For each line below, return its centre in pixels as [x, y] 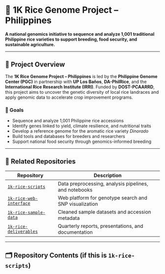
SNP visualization [78, 204]
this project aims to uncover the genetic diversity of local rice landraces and [82, 92]
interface [19, 203]
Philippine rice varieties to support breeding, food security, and [71, 39]
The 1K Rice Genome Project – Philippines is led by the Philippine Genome [81, 76]
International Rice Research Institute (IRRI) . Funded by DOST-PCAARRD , [80, 87]
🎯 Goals [14, 110]
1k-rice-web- [23, 198]
